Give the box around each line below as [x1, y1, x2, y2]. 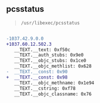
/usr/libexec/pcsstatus [20, 20, 80, 26]
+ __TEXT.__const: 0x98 [6, 74, 68, 80]
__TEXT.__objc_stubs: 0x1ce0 [14, 58, 86, 64]
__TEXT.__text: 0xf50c [14, 46, 70, 52]
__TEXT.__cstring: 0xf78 [14, 85, 76, 91]
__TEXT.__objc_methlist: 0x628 [14, 63, 92, 70]
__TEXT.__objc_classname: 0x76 [14, 91, 92, 97]
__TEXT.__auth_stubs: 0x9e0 [14, 52, 84, 58]
